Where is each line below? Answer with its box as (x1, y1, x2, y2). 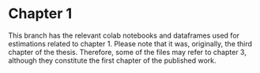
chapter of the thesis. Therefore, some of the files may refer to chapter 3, (8, 47, 247, 57)
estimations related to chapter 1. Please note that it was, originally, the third (8, 38, 253, 48)
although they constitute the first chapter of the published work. (8, 56, 217, 65)
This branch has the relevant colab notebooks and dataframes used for (8, 31, 239, 40)
